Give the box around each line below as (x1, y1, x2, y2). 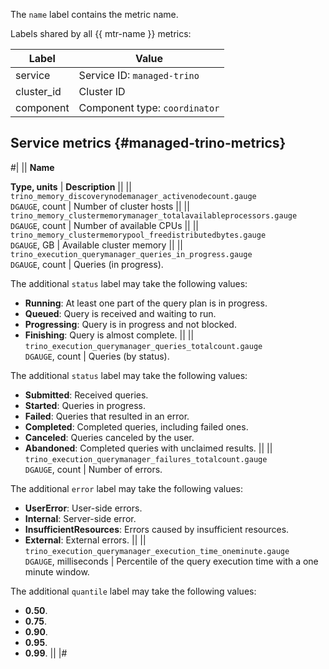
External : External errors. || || (24, 534, 147, 546)
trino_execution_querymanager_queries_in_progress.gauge (10, 249, 253, 259)
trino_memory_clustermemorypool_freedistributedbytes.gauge (10, 230, 267, 240)
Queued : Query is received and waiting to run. (24, 307, 217, 319)
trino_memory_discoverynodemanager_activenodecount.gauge (10, 191, 257, 201)
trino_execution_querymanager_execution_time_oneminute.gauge (24, 546, 290, 556)
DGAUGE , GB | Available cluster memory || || (10, 239, 183, 251)
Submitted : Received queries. (24, 389, 149, 401)
